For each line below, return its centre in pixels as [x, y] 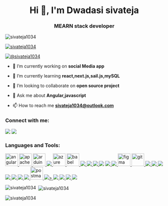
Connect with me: [27, 120]
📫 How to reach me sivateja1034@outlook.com [63, 106]
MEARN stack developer [84, 26]
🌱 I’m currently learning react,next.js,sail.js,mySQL [66, 76]
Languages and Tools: [33, 145]
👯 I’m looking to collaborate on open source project [66, 86]
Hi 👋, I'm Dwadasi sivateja [84, 10]
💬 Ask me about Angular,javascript [49, 96]
